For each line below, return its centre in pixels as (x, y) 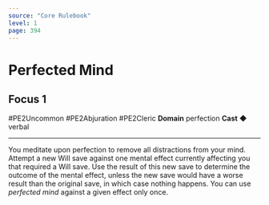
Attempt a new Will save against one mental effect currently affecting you (129, 158)
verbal (19, 127)
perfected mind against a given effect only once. (88, 192)
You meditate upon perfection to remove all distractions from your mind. (127, 150)
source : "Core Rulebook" (50, 16)
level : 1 (23, 23)
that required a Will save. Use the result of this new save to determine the (129, 167)
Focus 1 (27, 99)
